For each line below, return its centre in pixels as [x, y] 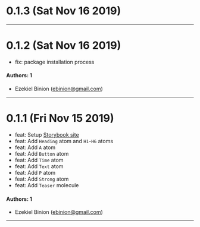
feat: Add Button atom [42, 154]
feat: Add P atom [35, 173]
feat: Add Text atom [39, 166]
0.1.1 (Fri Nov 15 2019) [60, 119]
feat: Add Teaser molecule [47, 185]
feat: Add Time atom [39, 160]
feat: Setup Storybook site [47, 135]
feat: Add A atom [35, 147]
